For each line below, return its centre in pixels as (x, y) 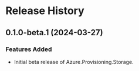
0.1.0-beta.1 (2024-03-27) (54, 33)
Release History (45, 11)
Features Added (29, 49)
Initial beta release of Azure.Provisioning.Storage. (74, 62)
